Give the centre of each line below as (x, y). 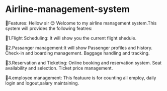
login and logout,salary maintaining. (42, 83)
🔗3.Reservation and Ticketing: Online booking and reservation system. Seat (83, 62)
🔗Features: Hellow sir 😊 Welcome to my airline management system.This (81, 23)
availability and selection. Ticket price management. (59, 68)
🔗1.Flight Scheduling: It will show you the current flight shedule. (71, 38)
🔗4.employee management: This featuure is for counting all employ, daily (81, 77)
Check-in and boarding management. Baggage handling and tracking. (77, 53)
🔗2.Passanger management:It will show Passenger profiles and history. (79, 47)
